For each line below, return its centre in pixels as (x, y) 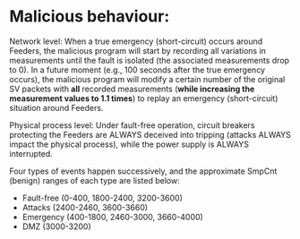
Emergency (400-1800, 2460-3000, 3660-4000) (112, 217)
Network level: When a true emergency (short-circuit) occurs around (136, 41)
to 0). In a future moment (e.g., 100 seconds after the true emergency (137, 70)
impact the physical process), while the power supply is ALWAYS (129, 144)
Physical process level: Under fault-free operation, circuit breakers (132, 125)
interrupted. (31, 153)
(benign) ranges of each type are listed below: (95, 180)
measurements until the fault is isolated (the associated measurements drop (149, 60)
